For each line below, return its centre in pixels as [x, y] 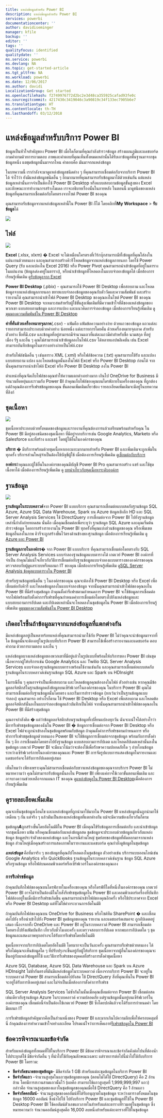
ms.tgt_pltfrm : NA [24, 73]
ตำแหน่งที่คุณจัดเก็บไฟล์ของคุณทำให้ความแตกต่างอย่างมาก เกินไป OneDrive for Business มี [82, 376]
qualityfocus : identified [32, 50]
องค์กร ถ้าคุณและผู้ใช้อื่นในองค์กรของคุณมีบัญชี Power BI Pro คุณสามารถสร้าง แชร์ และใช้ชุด [80, 464]
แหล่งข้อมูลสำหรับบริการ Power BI [62, 137]
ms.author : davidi [24, 86]
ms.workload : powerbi [27, 77]
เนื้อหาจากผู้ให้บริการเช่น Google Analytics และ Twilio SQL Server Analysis [73, 661]
